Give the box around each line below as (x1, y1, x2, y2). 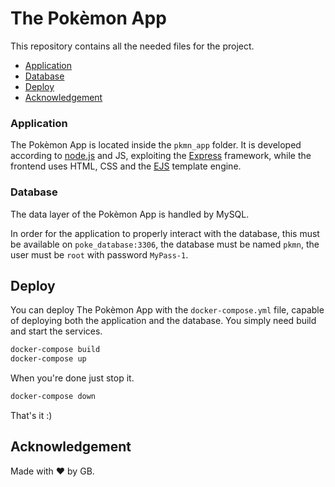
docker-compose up (10, 354, 87, 364)
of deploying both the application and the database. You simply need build (10, 315, 317, 327)
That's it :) (10, 409, 53, 421)
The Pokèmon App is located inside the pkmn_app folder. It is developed (10, 139, 302, 151)
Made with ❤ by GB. (10, 465, 95, 477)
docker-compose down (10, 392, 97, 402)
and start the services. (10, 325, 103, 337)
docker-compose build (10, 345, 101, 355)
